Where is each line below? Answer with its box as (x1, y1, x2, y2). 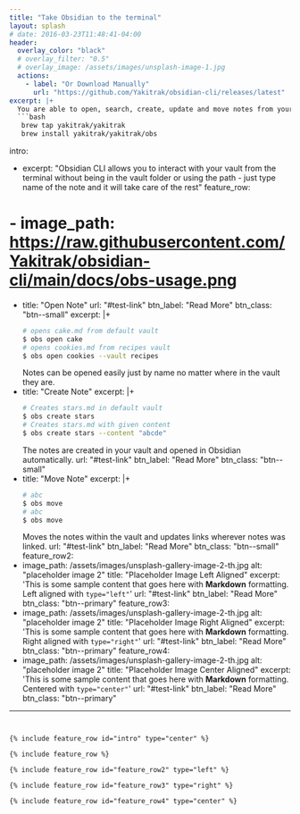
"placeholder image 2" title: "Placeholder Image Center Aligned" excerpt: (21, 665, 292, 676)
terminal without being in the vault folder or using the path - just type (21, 172, 277, 183)
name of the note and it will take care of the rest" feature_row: (21, 182, 251, 192)
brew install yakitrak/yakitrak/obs (21, 130, 158, 138)
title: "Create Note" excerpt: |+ (21, 386, 136, 398)
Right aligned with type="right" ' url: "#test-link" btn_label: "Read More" (21, 636, 287, 647)
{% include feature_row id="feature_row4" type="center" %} (9, 797, 238, 806)
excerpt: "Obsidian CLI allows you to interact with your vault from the (21, 163, 277, 173)
